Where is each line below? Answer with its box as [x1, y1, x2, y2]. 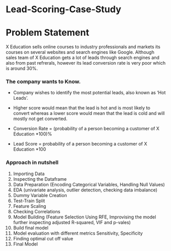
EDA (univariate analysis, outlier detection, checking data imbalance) [13, 187, 158, 193]
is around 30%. [6, 65, 38, 72]
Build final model [13, 225, 49, 231]
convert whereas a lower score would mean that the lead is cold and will [13, 110, 165, 117]
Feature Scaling [13, 203, 46, 209]
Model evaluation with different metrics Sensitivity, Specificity [13, 230, 143, 236]
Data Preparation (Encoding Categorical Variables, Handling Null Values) [13, 181, 165, 187]
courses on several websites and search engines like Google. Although [6, 49, 155, 55]
